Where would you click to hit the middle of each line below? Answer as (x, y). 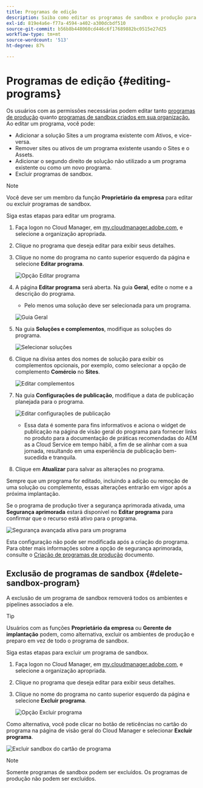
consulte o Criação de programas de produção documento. (80, 555)
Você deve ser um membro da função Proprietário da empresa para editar (99, 197)
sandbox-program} (43, 583)
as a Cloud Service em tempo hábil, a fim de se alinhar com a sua (106, 444)
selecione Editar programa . (49, 264)
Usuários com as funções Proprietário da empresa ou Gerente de (89, 627)
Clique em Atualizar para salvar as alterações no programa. (90, 469)
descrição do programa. (45, 293)
